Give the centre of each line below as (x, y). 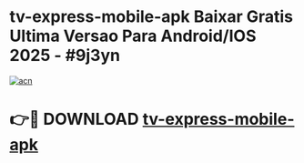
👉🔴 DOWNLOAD (74, 119)
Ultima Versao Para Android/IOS (133, 36)
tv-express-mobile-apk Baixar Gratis (152, 17)
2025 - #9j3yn (65, 56)
